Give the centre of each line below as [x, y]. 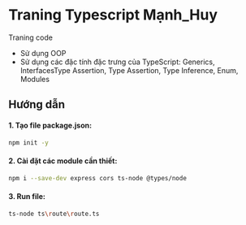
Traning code [30, 37]
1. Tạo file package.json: [50, 125]
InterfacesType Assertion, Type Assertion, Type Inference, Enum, [129, 70]
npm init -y [28, 143]
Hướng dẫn [37, 104]
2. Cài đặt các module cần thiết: [63, 161]
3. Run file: [27, 197]
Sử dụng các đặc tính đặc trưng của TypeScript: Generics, [117, 62]
